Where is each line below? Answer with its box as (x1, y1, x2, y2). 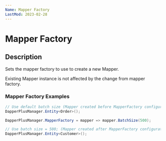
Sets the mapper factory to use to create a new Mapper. (5, 66, 120, 72)
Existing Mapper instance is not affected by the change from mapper (5, 75, 145, 82)
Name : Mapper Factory (5, 7, 50, 12)
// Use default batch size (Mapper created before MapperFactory (5, 104, 142, 109)
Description (5, 53, 42, 61)
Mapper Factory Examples (5, 93, 70, 100)
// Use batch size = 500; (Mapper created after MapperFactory (5, 127, 138, 132)
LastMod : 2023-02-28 (5, 12, 48, 17)
